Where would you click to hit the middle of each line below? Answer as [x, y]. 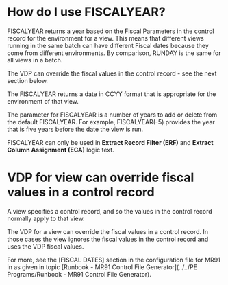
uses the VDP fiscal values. [46, 246]
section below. [27, 80]
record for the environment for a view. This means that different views [105, 38]
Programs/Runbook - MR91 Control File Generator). [79, 274]
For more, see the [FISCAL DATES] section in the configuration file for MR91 [114, 260]
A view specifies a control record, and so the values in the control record [110, 211]
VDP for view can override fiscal [101, 178]
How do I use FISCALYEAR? [86, 12]
